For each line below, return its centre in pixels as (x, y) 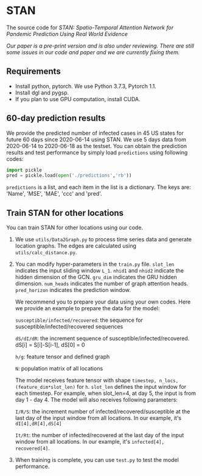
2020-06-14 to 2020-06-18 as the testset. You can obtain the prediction (97, 146)
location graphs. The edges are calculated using (76, 246)
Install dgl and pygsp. (42, 93)
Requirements (33, 72)
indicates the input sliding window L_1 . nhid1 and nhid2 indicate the (99, 271)
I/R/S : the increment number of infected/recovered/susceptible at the (103, 411)
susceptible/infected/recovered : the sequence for (79, 320)
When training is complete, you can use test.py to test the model (97, 460)
